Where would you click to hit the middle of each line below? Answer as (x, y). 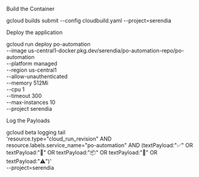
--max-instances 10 (31, 102)
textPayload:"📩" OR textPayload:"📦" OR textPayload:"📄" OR (82, 152)
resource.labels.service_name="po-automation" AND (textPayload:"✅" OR (100, 145)
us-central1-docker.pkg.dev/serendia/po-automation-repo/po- (106, 50)
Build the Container (30, 9)
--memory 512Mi (27, 83)
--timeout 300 (24, 96)
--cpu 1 (16, 89)
